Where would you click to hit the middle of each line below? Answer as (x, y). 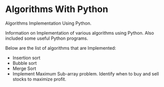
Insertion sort (26, 58)
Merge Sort (24, 68)
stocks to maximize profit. (39, 79)
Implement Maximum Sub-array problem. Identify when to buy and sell (86, 73)
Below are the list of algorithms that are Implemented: (61, 48)
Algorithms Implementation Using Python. (48, 23)
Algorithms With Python (57, 9)
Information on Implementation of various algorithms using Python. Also (80, 33)
